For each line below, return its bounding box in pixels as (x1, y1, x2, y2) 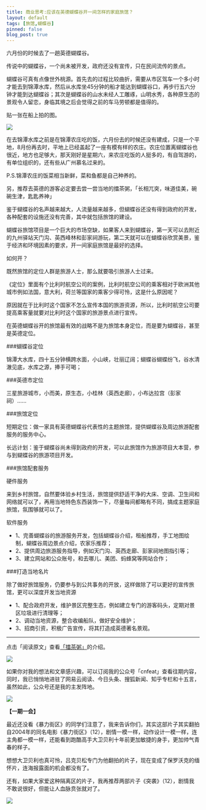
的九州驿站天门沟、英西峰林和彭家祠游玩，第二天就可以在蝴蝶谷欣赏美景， (6, 234, 194, 241)
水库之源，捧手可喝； (27, 363, 82, 371)
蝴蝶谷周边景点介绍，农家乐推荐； (26, 540, 112, 547)
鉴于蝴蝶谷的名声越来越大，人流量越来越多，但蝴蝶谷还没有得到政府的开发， (6, 206, 200, 213)
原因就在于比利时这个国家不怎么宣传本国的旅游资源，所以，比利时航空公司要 (6, 301, 200, 309)
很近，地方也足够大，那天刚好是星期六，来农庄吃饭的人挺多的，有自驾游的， (6, 151, 200, 159)
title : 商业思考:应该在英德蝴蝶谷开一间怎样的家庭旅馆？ (6, 9, 134, 15)
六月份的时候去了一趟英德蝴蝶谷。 (6, 50, 93, 57)
